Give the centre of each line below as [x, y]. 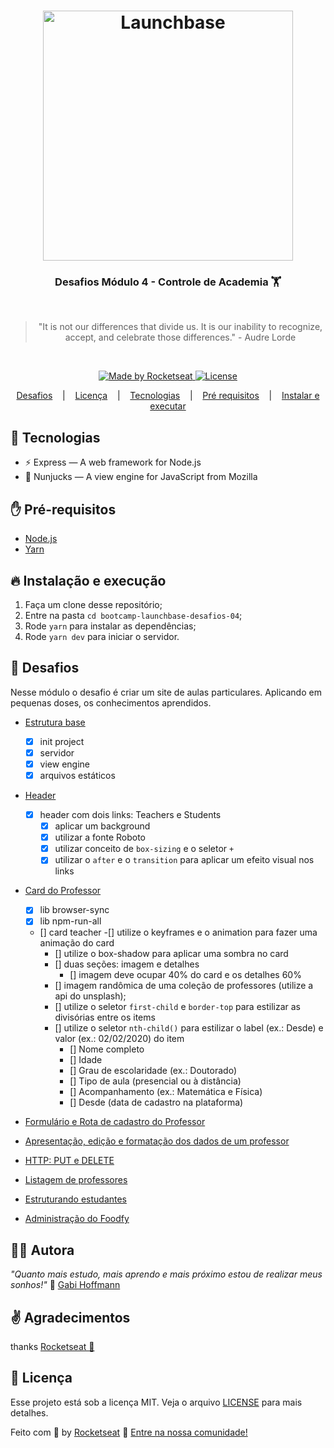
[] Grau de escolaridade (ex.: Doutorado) [153, 1071]
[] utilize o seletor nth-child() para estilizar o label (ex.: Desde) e [189, 1028]
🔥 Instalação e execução [88, 580]
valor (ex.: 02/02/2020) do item [119, 1039]
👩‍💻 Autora [42, 1250]
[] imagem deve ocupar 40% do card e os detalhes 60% [185, 975]
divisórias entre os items [105, 1017]
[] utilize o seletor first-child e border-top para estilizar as [178, 1007]
